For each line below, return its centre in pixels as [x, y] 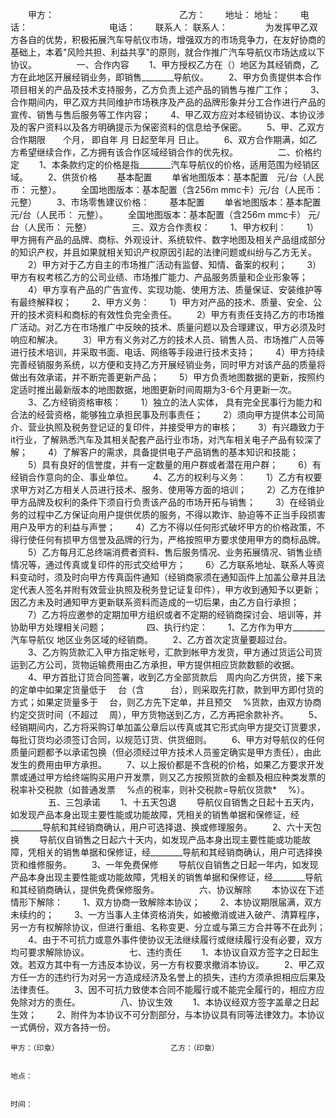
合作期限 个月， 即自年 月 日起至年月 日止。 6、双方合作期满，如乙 [164, 139]
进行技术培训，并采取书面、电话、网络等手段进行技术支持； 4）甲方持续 [167, 352]
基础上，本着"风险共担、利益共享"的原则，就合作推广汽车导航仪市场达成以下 [168, 52]
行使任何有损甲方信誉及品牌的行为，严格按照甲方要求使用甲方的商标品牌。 [172, 539]
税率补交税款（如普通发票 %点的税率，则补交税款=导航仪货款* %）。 [160, 789]
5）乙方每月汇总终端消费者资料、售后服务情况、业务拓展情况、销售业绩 [175, 552]
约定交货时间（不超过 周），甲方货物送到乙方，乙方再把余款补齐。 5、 [166, 714]
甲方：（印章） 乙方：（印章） [115, 1048]
